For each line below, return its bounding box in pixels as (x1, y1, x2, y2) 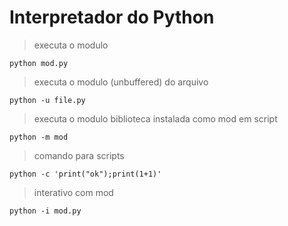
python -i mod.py (9, 206, 82, 216)
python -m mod (9, 132, 69, 142)
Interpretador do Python (9, 6, 215, 29)
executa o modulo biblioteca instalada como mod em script (33, 112, 278, 125)
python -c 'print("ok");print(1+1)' (9, 169, 162, 179)
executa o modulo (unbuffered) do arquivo (33, 76, 209, 88)
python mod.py (9, 58, 69, 68)
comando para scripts (33, 149, 125, 161)
